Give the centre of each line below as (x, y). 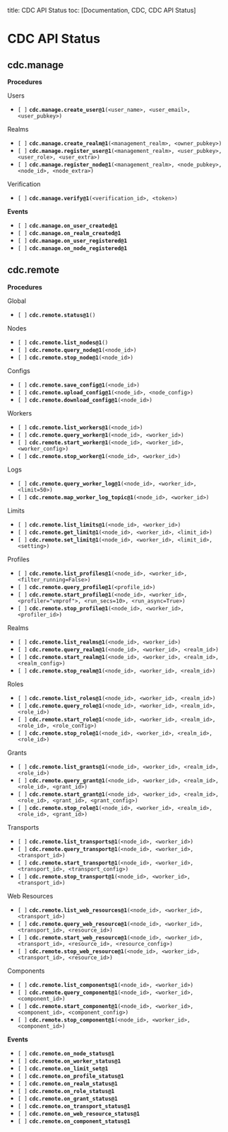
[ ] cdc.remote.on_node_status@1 (66, 1053)
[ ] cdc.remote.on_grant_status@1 (67, 1099)
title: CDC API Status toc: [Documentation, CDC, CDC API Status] (102, 10)
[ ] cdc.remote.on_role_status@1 (66, 1091)
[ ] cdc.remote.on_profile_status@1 (71, 1076)
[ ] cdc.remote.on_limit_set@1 (63, 1068)
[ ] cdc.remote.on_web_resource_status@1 (78, 1114)
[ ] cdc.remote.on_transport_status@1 (74, 1106)
